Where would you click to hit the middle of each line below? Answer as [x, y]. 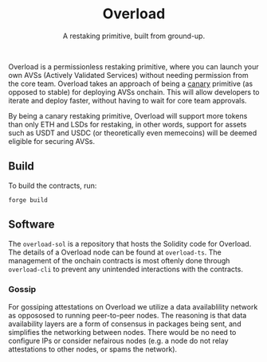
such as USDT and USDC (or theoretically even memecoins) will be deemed [133, 133]
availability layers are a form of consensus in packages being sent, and [125, 324]
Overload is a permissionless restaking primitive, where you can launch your [133, 66]
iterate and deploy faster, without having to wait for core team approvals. [128, 100]
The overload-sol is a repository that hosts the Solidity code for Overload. [130, 243]
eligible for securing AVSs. [52, 141]
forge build [28, 200]
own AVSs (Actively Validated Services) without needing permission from [128, 75]
